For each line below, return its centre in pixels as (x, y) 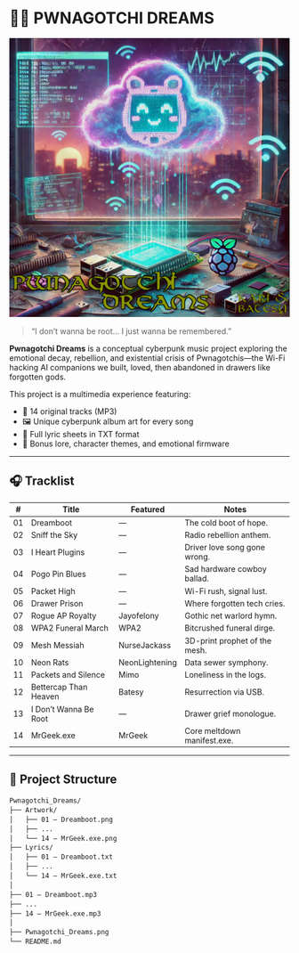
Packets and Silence (68, 675)
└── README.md (36, 942)
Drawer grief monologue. (230, 714)
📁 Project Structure (63, 779)
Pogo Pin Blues (58, 574)
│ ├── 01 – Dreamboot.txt (61, 857)
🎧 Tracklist (42, 481)
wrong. (198, 557)
